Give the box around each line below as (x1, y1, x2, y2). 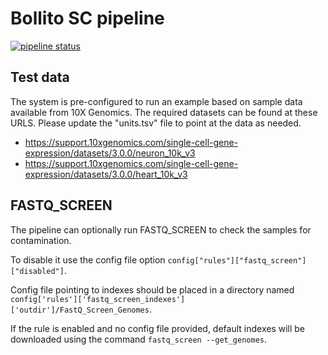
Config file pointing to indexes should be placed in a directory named (10, 283, 295, 296)
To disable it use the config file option (10, 253, 166, 266)
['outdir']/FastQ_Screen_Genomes (10, 305, 150, 315)
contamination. (10, 234, 72, 246)
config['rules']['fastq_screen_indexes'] (10, 294, 186, 304)
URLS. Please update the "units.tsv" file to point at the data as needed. (10, 117, 302, 129)
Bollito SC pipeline (10, 7, 165, 30)
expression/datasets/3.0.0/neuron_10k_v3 (24, 147, 196, 159)
